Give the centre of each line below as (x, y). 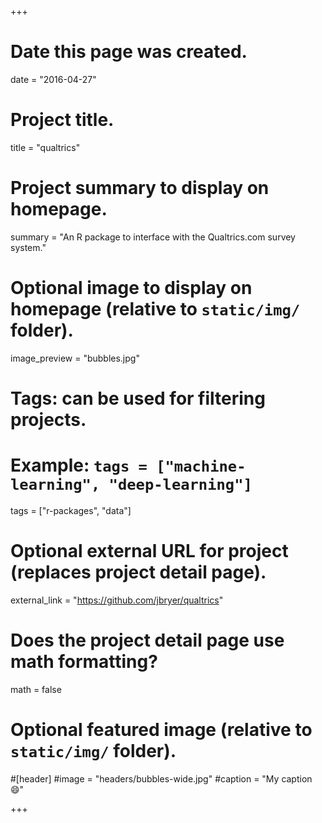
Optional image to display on (131, 288)
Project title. (62, 120)
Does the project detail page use (147, 640)
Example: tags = (79, 465)
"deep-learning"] (180, 485)
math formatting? (84, 662)
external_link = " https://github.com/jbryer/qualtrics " (117, 600)
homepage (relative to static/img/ (155, 309)
